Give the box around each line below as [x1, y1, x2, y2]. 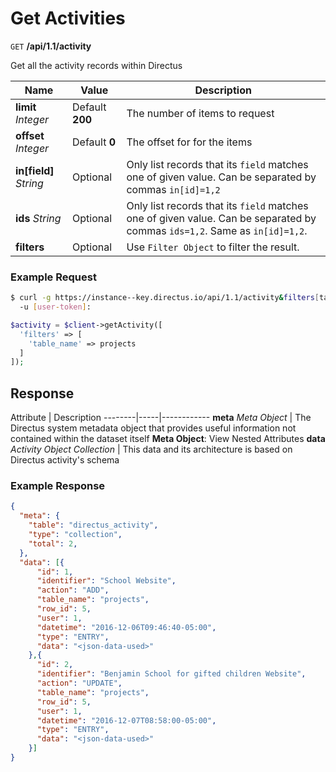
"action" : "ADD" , [36, 585, 110, 596]
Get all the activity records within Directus [10, 59, 183, 71]
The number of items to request [126, 106, 275, 120]
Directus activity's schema [10, 454, 120, 466]
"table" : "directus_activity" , [28, 520, 159, 531]
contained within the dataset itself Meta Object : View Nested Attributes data [10, 433, 326, 445]
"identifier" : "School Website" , [36, 576, 177, 586]
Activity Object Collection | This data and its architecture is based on [10, 443, 293, 456]
